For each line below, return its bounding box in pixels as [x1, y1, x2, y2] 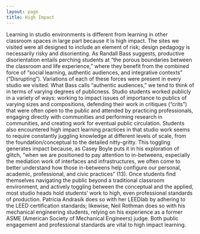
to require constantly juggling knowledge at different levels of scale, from [6, 132, 186, 139]
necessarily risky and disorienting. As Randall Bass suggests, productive [6, 50, 185, 57]
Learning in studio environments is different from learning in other [6, 30, 168, 38]
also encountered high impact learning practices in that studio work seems [6, 126, 190, 133]
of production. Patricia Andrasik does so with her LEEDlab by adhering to [6, 195, 186, 203]
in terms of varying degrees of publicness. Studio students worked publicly [6, 88, 191, 95]
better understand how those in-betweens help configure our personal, [6, 164, 181, 171]
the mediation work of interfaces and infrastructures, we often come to [6, 158, 181, 165]
